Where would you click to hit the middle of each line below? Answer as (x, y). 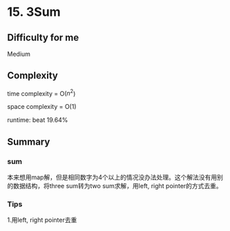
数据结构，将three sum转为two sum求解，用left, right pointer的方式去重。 (117, 186)
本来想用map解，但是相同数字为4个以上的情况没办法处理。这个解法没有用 (112, 177)
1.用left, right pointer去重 (42, 220)
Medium (19, 54)
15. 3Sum (34, 12)
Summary (29, 142)
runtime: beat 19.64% (38, 120)
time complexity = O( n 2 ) (41, 92)
